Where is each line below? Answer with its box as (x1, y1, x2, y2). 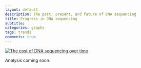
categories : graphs (5, 25, 45, 30)
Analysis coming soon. (5, 57, 51, 63)
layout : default (5, 7, 38, 12)
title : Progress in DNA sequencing (5, 16, 78, 21)
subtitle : (5, 21, 25, 26)
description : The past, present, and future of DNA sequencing (5, 12, 137, 17)
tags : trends (5, 30, 32, 35)
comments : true (5, 35, 36, 40)
